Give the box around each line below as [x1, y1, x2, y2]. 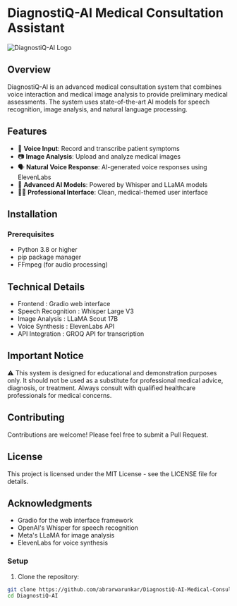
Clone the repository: [17, 572, 80, 581]
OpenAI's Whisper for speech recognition [17, 523, 139, 532]
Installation [7, 208, 58, 220]
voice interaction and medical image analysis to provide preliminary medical [7, 90, 228, 98]
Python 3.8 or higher [17, 246, 78, 254]
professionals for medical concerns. [7, 391, 112, 399]
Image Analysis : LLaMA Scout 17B [17, 315, 119, 323]
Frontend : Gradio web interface [17, 300, 111, 308]
